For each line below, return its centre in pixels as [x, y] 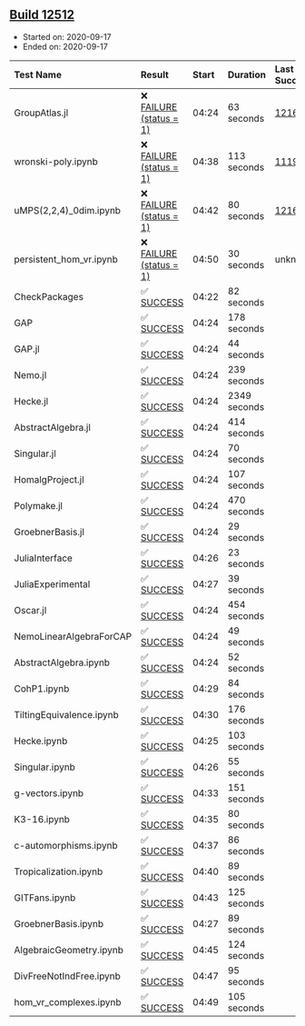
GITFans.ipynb [45, 897]
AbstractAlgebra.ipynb [62, 662]
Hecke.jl [31, 401]
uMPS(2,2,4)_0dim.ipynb [67, 210]
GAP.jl [27, 349]
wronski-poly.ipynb [56, 161]
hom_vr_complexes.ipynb [68, 1001]
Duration [246, 75]
